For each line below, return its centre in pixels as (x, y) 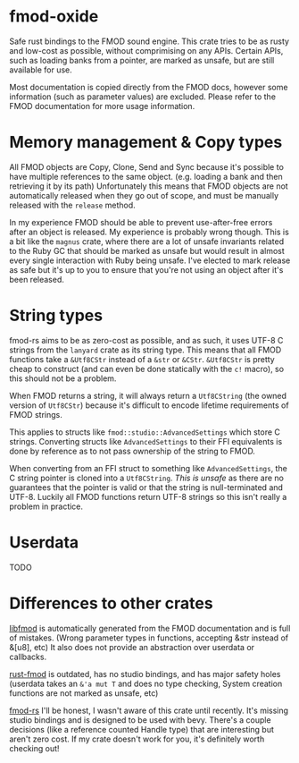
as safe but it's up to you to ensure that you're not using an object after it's (146, 269)
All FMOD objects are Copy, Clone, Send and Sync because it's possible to (146, 166)
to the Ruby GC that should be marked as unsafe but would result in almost (147, 250)
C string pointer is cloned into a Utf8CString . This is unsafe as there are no (146, 478)
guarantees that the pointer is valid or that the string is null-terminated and (146, 487)
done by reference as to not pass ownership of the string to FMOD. (133, 451)
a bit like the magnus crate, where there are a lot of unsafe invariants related (147, 241)
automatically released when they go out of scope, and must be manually (144, 195)
